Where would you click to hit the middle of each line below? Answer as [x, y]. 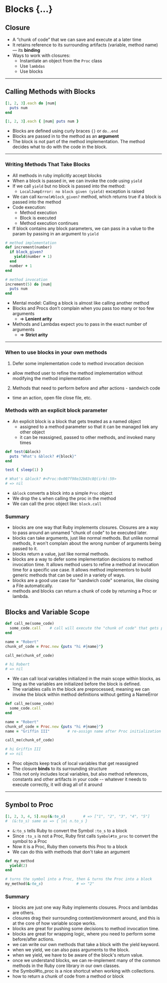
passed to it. [25, 549]
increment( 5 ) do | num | [29, 284]
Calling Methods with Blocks [50, 92]
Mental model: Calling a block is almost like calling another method [81, 303]
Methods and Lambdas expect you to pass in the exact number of [80, 324]
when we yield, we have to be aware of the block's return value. [78, 955]
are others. [23, 913]
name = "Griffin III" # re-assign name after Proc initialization [83, 731]
